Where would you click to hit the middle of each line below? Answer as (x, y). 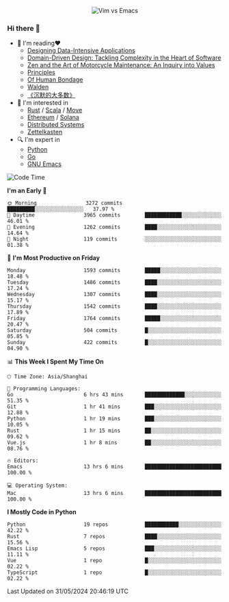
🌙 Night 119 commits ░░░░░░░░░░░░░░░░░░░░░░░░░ (114, 239)
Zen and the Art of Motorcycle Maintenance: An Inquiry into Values (121, 65)
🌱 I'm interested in (42, 103)
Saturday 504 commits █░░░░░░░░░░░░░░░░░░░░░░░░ (114, 330)
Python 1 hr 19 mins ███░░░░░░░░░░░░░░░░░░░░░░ (114, 419)
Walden (38, 87)
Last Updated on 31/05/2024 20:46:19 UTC (68, 591)
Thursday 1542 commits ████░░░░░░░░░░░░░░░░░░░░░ (114, 306)
